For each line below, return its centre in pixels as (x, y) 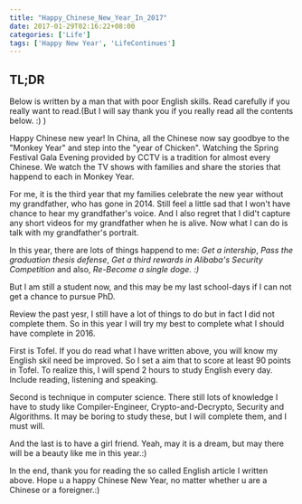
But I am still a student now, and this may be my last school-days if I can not (151, 287)
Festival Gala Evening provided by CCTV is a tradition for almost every (140, 157)
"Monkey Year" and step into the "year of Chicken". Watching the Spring (144, 148)
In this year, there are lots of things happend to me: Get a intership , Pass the (151, 251)
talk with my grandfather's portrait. (74, 233)
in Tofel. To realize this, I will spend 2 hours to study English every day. (141, 370)
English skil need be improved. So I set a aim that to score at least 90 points (150, 361)
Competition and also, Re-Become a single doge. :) (104, 270)
